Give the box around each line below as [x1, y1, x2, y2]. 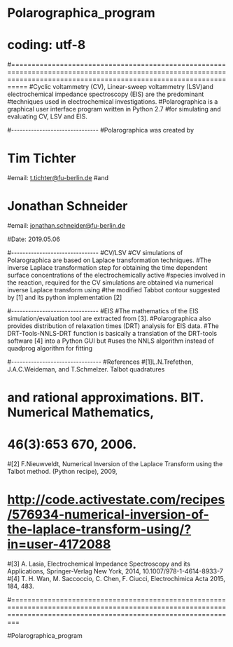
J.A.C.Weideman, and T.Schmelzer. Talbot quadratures [7, 365, 165, 373]
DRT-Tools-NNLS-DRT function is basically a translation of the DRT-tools [7, 329, 218, 337]
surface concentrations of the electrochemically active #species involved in [7, 271, 226, 279]
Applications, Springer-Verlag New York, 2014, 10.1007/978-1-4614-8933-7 [7, 567, 224, 576]
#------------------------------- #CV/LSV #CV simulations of [7, 249, 183, 257]
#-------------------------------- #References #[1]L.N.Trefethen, [7, 357, 194, 366]
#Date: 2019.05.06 [7, 235, 61, 243]
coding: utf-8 [7, 37, 86, 53]
